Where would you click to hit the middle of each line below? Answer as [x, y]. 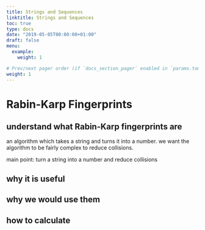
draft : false [23, 40]
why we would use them [53, 200]
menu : [13, 46]
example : [23, 52]
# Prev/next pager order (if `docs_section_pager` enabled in [87, 68]
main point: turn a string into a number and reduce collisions [82, 160]
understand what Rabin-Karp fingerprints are [94, 127]
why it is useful [36, 178]
